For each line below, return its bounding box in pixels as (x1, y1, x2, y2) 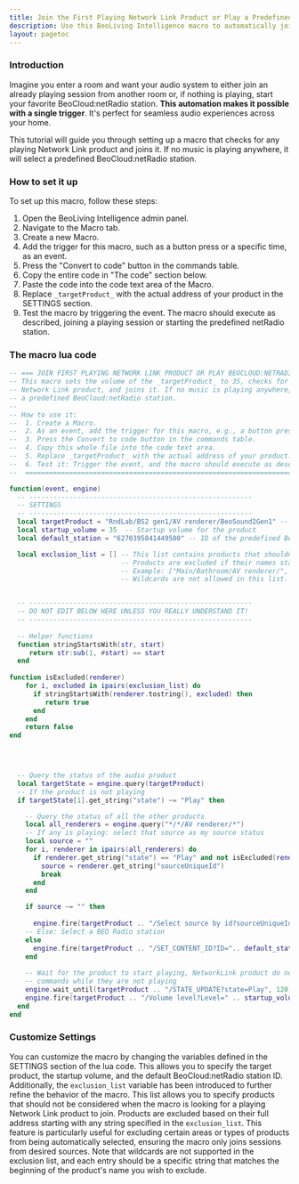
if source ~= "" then (25, 903, 105, 912)
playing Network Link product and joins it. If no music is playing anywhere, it (9, 143, 289, 154)
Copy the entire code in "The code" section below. (21, 269, 207, 280)
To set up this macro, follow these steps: (9, 195, 158, 206)
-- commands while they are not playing (25, 977, 177, 986)
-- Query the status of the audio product (17, 771, 177, 780)
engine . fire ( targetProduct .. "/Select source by (32, 919, 221, 929)
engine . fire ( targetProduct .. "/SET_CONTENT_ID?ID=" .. (32, 944, 241, 953)
